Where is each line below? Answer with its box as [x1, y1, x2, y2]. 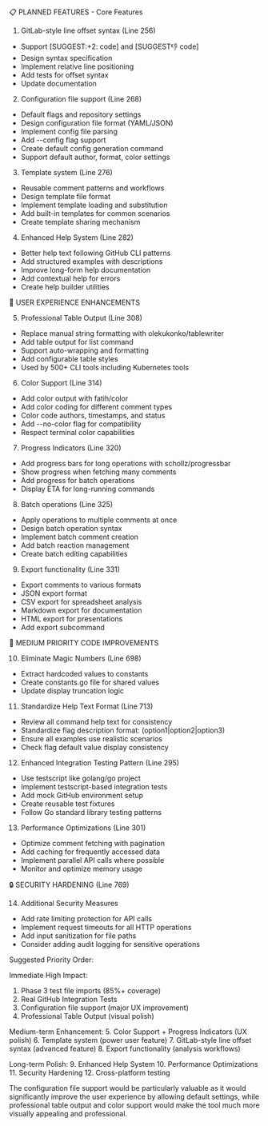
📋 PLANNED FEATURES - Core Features [9, 7, 143, 17]
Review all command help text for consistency [20, 717, 173, 726]
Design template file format [20, 192, 111, 201]
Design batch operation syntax [20, 524, 122, 533]
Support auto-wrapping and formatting [20, 345, 149, 355]
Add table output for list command [20, 337, 134, 346]
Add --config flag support [20, 135, 106, 145]
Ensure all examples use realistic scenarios [20, 734, 163, 743]
